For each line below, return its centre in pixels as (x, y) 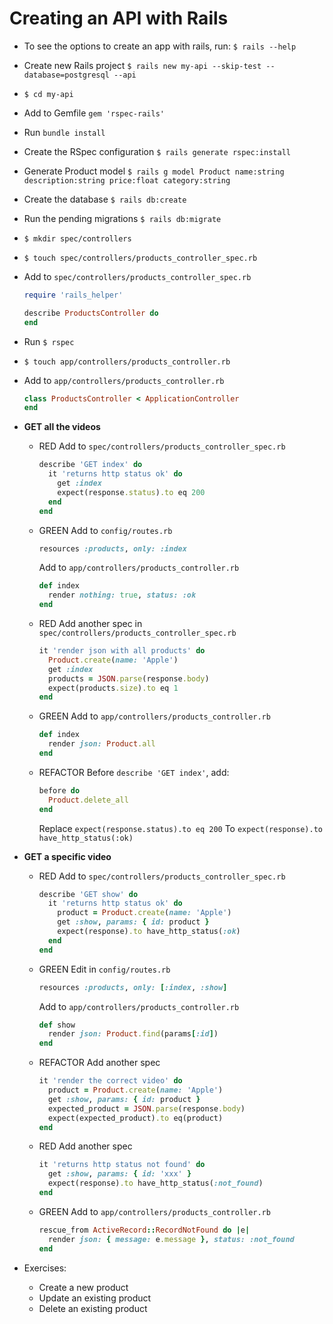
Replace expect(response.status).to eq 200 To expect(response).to (180, 828)
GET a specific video (67, 856)
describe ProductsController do (91, 313)
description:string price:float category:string (127, 180)
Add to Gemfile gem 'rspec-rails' (94, 113)
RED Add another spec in (90, 624)
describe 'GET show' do (88, 894)
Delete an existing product (93, 1308)
